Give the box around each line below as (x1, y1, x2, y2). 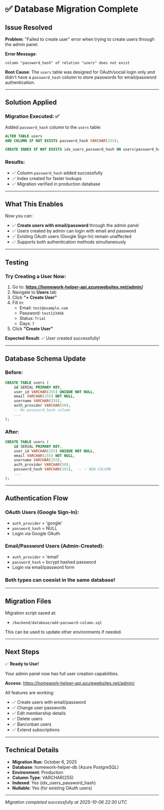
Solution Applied (5, 98, 57, 106)
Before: (5, 369, 23, 376)
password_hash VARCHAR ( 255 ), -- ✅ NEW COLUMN (14, 467, 111, 472)
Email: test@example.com (19, 305, 68, 311)
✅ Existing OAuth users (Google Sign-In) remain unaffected (12, 234, 132, 239)
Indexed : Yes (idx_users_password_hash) (12, 780, 96, 785)
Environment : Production (12, 769, 63, 775)
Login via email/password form (12, 564, 75, 570)
